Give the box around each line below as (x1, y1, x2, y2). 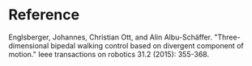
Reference (8, 6, 79, 24)
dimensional (8, 40, 49, 50)
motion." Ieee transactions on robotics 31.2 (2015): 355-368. (8, 49, 209, 59)
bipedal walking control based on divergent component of (50, 40, 245, 50)
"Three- (214, 32, 241, 42)
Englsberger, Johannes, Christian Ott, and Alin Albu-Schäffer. (8, 32, 213, 42)
